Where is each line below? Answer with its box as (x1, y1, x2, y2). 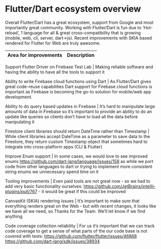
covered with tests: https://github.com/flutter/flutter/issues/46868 (5, 233, 137, 239)
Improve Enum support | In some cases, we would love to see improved (5, 153, 148, 159)
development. (5, 94, 32, 100)
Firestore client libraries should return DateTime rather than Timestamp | (5, 128, 149, 134)
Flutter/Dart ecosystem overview (5, 3, 142, 15)
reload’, (5, 30, 20, 36)
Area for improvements (7, 52, 63, 58)
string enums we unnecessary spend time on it (5, 169, 99, 175)
